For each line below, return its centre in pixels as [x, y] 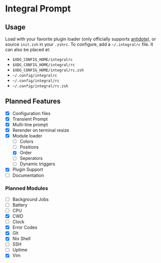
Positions [29, 147]
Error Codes [25, 228]
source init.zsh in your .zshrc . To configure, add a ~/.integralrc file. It [79, 44]
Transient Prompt [30, 119]
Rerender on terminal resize [41, 130]
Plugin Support [28, 169]
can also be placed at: [28, 50]
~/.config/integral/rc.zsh [40, 86]
